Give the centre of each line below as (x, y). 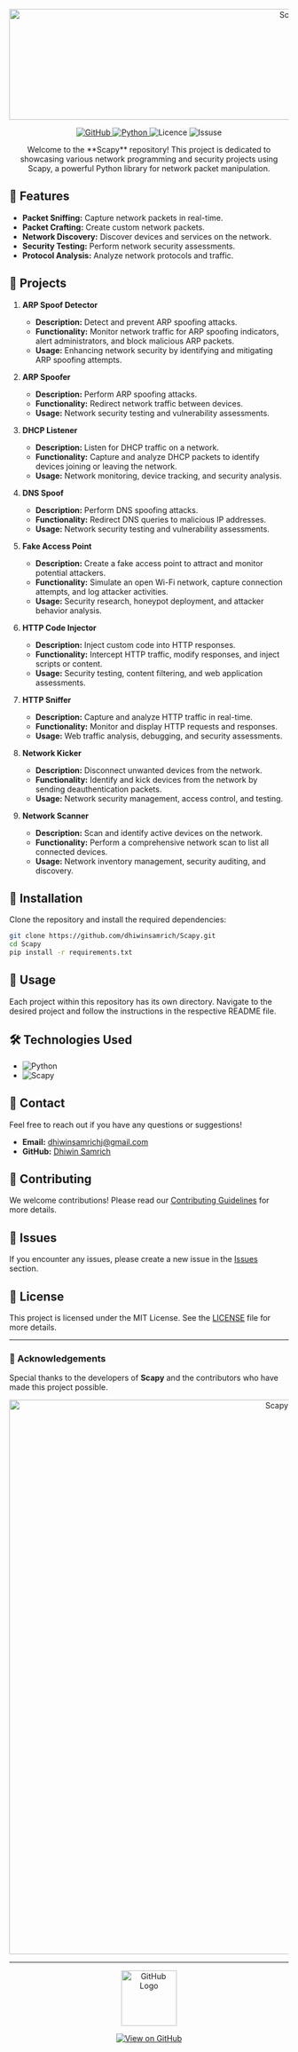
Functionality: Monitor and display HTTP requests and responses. (156, 726)
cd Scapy (25, 944)
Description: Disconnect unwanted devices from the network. (149, 770)
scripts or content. (69, 663)
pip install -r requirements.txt (71, 953)
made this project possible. (59, 1387)
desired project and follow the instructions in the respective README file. (143, 1011)
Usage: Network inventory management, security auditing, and (150, 861)
